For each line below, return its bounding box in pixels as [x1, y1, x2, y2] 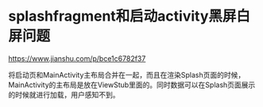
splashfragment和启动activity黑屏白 [8, 7, 250, 25]
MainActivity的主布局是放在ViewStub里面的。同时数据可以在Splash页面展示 [8, 80, 256, 90]
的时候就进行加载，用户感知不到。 [8, 90, 120, 99]
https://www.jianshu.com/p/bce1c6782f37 [8, 53, 146, 63]
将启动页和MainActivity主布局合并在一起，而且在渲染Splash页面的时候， [8, 70, 246, 79]
